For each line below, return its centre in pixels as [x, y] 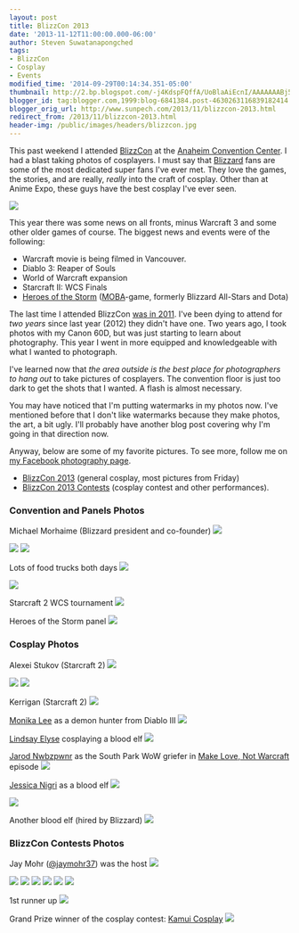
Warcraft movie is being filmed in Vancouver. [104, 259]
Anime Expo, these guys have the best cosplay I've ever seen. [123, 189]
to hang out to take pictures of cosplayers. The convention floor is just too [145, 379]
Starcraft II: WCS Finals [65, 287]
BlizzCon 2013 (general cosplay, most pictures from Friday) [131, 478]
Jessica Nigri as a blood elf [59, 785]
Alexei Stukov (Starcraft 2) [57, 665]
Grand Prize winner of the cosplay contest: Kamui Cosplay [117, 919]
